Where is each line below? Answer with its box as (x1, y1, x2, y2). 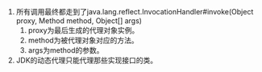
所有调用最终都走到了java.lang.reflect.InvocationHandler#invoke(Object (15, 7, 254, 16)
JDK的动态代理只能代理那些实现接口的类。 (15, 55, 158, 65)
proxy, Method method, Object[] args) (15, 16, 143, 26)
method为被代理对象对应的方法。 (27, 35, 139, 45)
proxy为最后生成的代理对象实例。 (27, 26, 139, 34)
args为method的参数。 (27, 46, 104, 54)
